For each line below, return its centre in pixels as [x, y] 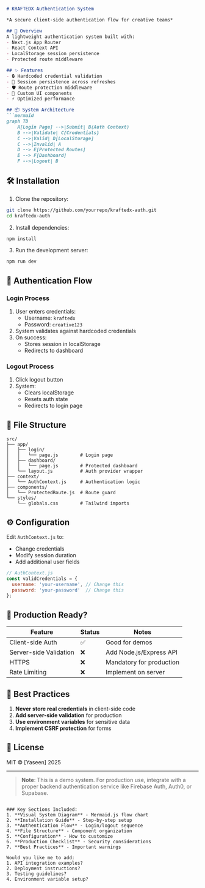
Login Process [28, 298]
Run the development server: [52, 250]
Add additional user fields [47, 562]
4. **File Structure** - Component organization [69, 831]
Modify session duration [45, 555]
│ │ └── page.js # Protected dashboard [72, 466]
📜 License [25, 747]
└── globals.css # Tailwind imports [74, 503]
